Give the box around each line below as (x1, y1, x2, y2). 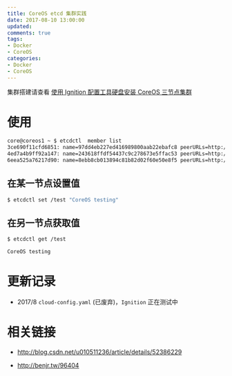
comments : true (7, 29, 51, 37)
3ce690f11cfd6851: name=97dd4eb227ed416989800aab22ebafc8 (7, 144, 177, 151)
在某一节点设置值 (7, 177, 80, 190)
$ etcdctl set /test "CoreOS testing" (7, 196, 119, 204)
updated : (7, 23, 32, 30)
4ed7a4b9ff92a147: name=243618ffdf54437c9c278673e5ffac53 (7, 150, 177, 157)
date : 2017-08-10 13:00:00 (7, 17, 85, 23)
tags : (7, 36, 23, 43)
